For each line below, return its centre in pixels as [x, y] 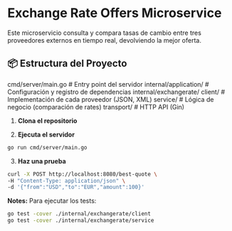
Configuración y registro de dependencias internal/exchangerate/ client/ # [116, 92]
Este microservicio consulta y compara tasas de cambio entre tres [104, 33]
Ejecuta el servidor [46, 134]
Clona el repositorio [47, 120]
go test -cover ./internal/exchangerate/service [81, 221]
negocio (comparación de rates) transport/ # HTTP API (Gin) [96, 107]
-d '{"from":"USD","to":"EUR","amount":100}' [76, 187]
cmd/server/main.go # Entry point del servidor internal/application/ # [108, 84]
